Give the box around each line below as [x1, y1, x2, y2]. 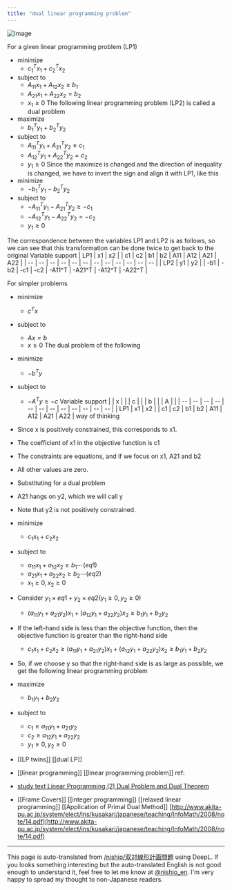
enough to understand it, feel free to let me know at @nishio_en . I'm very [7, 868, 214, 876]
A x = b [27, 334, 48, 342]
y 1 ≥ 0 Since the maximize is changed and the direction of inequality [27, 160, 222, 170]
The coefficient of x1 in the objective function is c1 [17, 438, 160, 446]
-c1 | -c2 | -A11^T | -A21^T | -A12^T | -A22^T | [19, 265, 148, 274]
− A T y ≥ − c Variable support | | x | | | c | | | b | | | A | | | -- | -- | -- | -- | [27, 396, 224, 405]
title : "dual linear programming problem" [7, 10, 131, 17]
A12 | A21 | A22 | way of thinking [27, 412, 120, 420]
